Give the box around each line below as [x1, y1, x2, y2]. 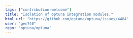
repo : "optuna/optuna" [5, 26, 52, 31]
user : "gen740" [5, 21, 36, 26]
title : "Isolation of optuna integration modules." [5, 12, 113, 17]
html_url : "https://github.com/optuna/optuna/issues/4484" [5, 16, 129, 21]
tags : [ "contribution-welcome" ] [5, 7, 71, 12]
